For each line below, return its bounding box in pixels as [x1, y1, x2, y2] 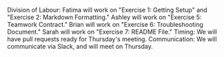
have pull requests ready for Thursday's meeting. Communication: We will [7, 35, 217, 43]
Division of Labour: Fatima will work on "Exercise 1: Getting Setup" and [7, 6, 208, 14]
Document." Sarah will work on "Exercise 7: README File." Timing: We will [7, 27, 217, 36]
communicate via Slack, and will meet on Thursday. [7, 43, 154, 50]
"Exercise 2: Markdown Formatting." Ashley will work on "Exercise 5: [7, 13, 202, 21]
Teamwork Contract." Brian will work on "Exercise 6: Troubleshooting [7, 21, 203, 28]
